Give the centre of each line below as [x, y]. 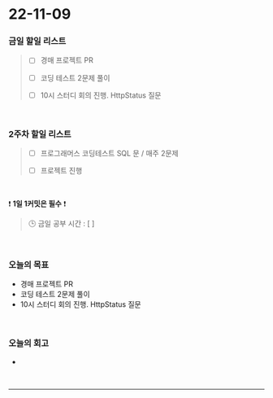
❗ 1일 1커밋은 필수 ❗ [37, 203]
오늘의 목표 [29, 265]
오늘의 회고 [29, 343]
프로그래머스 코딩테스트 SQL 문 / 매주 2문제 [109, 153]
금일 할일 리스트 [37, 42]
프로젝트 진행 [61, 171]
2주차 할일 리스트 [40, 133]
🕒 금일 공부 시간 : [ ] [61, 224]
